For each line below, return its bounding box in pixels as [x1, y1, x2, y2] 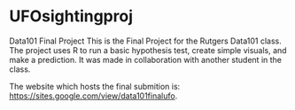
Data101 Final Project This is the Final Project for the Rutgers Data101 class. [9, 35, 282, 46]
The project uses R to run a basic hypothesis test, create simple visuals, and [9, 44, 287, 55]
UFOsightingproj [9, 6, 133, 27]
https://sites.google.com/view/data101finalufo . [9, 90, 178, 101]
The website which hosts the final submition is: [9, 81, 181, 91]
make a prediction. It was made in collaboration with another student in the [9, 54, 282, 65]
